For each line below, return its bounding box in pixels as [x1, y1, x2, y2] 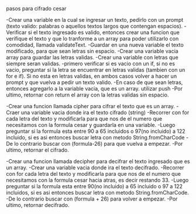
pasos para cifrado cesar [6, 5, 67, 12]
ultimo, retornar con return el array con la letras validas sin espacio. [6, 91, 169, 98]
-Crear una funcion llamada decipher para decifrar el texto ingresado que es [6, 158, 190, 165]
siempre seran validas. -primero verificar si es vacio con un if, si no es [6, 60, 176, 67]
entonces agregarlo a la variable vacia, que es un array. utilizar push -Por [6, 85, 183, 92]
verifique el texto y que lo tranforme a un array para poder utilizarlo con [6, 35, 179, 42]
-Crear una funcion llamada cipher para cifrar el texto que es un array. [6, 103, 176, 109]
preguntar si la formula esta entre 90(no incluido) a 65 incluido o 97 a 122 [6, 183, 183, 190]
